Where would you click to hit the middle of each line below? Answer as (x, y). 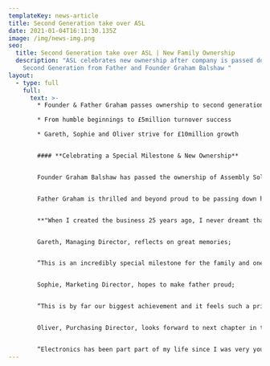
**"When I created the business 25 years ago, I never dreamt (143, 220)
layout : (21, 75)
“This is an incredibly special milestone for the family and (143, 263)
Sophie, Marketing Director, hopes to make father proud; (136, 285)
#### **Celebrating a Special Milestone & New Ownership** (138, 156)
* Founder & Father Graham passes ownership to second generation (151, 105)
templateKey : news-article (53, 16)
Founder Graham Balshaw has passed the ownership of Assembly (143, 177)
